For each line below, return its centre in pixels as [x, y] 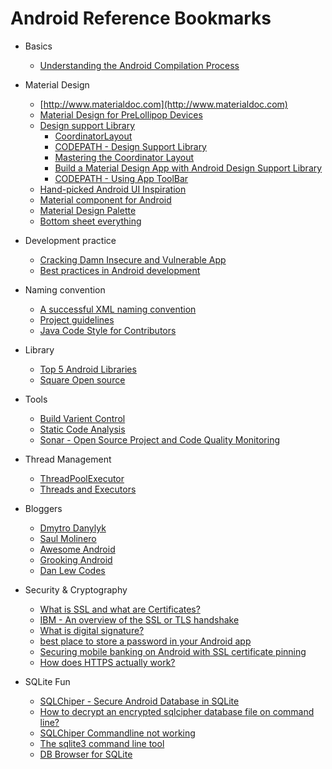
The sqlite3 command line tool [102, 743]
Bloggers [43, 508]
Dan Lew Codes [72, 570]
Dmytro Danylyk [73, 528]
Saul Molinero [68, 538]
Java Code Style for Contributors [108, 330]
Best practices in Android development [120, 270]
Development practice [70, 240]
